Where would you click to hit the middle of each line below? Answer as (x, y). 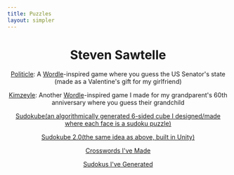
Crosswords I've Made (118, 150)
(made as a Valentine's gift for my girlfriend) (118, 82)
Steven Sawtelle (118, 55)
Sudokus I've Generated (118, 164)
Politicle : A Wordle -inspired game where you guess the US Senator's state (118, 74)
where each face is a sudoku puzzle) (118, 124)
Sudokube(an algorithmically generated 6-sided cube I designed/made (118, 116)
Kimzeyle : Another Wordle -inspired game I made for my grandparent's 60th (118, 95)
